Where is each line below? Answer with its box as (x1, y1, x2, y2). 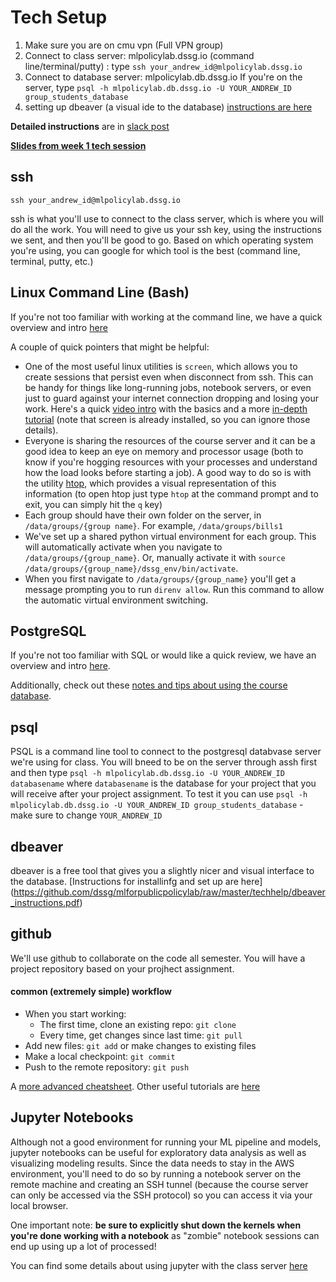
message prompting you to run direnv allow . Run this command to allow (24, 583, 325, 595)
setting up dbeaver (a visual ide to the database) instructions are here (24, 101, 313, 113)
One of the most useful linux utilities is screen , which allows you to (24, 360, 298, 372)
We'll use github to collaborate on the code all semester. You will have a (10, 952, 306, 964)
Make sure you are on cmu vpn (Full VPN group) (24, 39, 224, 51)
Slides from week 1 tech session (10, 139, 147, 151)
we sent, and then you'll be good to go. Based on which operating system (10, 234, 314, 246)
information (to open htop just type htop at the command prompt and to (24, 487, 319, 500)
